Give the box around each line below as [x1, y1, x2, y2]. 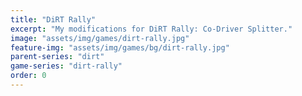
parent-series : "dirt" [10, 52, 105, 62]
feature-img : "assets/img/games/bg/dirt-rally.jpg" [10, 42, 230, 53]
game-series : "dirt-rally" [10, 61, 123, 71]
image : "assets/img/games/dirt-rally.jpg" [10, 33, 190, 43]
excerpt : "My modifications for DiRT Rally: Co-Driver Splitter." [10, 24, 293, 34]
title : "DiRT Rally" [10, 14, 97, 25]
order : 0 [10, 71, 47, 81]
